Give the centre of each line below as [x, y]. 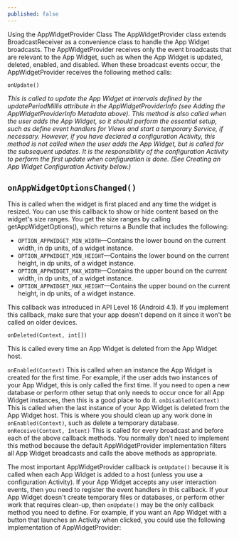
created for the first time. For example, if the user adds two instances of [113, 377]
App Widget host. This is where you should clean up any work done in [110, 415]
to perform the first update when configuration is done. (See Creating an [114, 159]
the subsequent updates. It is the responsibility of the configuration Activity [118, 151]
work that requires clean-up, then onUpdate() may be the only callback [111, 505]
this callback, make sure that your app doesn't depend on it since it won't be [119, 315]
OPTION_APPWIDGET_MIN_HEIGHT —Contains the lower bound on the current [123, 256]
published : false [33, 14]
